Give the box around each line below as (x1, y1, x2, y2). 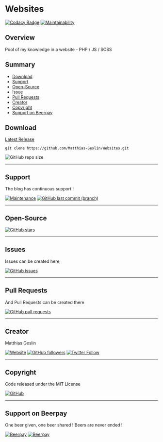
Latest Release (5, 136, 35, 142)
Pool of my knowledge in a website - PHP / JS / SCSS (5, 46, 113, 52)
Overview (5, 34, 35, 42)
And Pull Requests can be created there (5, 299, 84, 305)
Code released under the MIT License (5, 381, 81, 387)
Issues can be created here (5, 258, 60, 264)
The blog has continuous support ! (5, 186, 74, 192)
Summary (5, 61, 35, 69)
